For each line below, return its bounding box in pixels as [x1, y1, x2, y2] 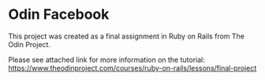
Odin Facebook [8, 5, 110, 24]
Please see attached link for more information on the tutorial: [8, 55, 205, 64]
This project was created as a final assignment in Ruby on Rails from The [8, 31, 244, 41]
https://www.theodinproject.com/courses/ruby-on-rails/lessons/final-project [8, 63, 257, 72]
